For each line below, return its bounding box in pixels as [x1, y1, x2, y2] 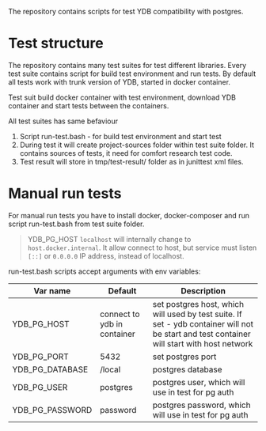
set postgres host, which [152, 298, 244, 309]
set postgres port [152, 351, 217, 362]
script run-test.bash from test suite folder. [8, 219, 145, 229]
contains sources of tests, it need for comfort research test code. [19, 148, 233, 157]
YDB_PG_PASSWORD [12, 404, 93, 415]
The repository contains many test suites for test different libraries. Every [8, 60, 247, 70]
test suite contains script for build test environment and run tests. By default [8, 69, 256, 78]
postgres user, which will [152, 376, 245, 388]
